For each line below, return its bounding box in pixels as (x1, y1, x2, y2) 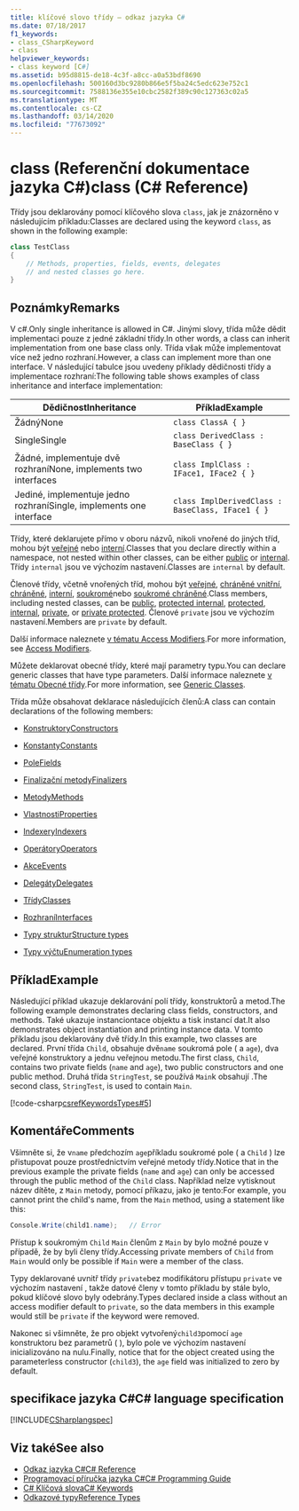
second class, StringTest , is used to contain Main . (10, 1080, 193, 1091)
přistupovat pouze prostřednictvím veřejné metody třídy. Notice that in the (10, 1156, 279, 1167)
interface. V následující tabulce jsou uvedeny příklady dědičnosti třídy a (10, 361, 271, 373)
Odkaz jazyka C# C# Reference (22, 1464, 137, 1475)
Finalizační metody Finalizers (22, 775, 128, 785)
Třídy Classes (22, 895, 72, 906)
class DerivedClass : (173, 431, 264, 441)
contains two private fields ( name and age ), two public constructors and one (10, 1061, 284, 1072)
